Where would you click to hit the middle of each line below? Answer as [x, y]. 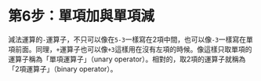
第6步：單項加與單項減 [82, 16]
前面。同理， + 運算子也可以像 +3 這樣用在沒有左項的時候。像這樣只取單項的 [133, 49]
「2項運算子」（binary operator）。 [63, 68]
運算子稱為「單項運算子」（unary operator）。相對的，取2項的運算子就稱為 [127, 59]
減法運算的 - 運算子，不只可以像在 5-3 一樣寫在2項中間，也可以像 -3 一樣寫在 [127, 39]
